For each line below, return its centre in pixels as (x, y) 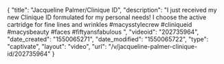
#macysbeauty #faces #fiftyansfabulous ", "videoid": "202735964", (103, 32)
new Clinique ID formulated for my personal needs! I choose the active (107, 17)
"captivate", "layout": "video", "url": (57, 46)
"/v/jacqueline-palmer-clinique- (153, 46)
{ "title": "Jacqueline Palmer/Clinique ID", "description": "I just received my (112, 10)
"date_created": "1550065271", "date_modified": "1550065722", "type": (108, 39)
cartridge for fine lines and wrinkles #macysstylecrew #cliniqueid (100, 24)
